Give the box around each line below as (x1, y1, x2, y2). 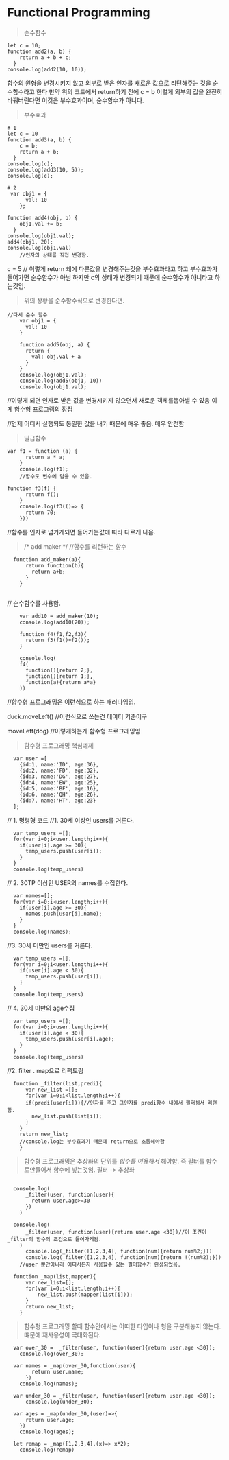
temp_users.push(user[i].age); (25, 1035, 115, 1042)
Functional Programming (7, 5, 150, 21)
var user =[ (13, 755, 48, 762)
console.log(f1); (19, 465, 69, 473)
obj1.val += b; (19, 220, 63, 227)
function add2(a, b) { (7, 48, 72, 55)
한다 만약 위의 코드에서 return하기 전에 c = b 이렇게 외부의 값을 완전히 (36, 87, 223, 95)
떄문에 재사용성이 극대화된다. (23, 1330, 101, 1339)
